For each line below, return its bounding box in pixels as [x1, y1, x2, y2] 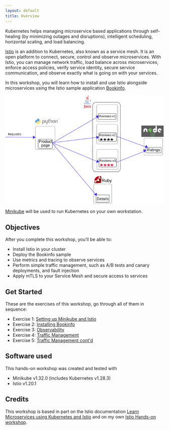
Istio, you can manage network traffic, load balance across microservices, [5, 59, 159, 65]
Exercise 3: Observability [12, 327, 64, 332]
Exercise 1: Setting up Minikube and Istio [12, 316, 97, 322]
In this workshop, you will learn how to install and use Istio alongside [5, 80, 147, 86]
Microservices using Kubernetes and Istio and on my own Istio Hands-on [5, 413, 156, 420]
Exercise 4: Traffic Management [12, 332, 79, 338]
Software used [5, 352, 52, 361]
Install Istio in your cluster [12, 246, 66, 252]
